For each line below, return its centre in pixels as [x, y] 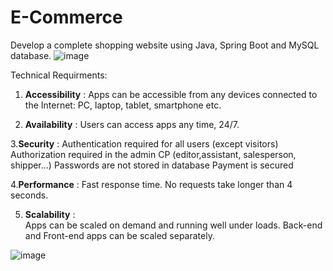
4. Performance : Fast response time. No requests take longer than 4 [151, 184]
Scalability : [50, 214]
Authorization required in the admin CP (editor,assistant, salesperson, [153, 154]
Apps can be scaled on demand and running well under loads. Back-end [173, 225]
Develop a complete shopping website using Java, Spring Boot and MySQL [165, 45]
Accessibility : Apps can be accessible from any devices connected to [171, 94]
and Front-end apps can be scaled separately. [119, 235]
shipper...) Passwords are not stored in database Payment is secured [152, 165]
